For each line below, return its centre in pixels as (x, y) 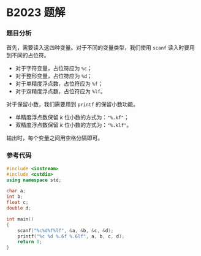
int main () (20, 219)
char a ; (16, 191)
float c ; (17, 203)
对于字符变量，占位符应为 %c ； (54, 69)
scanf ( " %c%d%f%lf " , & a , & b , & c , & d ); (66, 230)
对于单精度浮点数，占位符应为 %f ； (59, 84)
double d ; (19, 208)
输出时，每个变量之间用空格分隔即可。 (55, 138)
